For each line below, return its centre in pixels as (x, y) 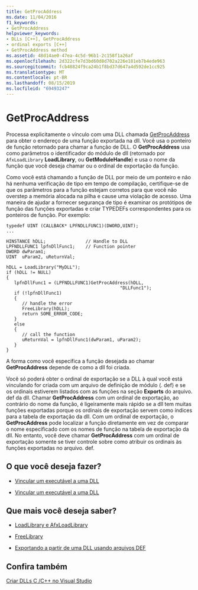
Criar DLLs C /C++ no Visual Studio (49, 581)
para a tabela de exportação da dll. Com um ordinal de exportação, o (90, 416)
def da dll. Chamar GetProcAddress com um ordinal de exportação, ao (92, 398)
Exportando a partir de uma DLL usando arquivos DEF (80, 548)
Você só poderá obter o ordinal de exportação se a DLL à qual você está (94, 379)
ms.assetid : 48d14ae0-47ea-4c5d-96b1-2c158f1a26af (70, 56)
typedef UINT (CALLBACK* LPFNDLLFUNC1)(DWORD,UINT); (72, 225)
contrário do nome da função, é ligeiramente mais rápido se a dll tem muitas (99, 404)
